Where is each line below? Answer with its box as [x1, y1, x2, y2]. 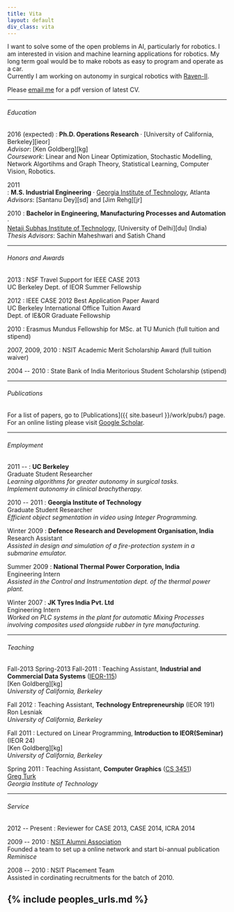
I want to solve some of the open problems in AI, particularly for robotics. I [7, 43, 221, 51]
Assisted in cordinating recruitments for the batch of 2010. [7, 873, 175, 881]
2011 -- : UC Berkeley [7, 463, 70, 471]
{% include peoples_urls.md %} [7, 893, 148, 905]
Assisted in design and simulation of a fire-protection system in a [7, 542, 195, 550]
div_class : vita [7, 23, 54, 30]
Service [7, 802, 29, 811]
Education [7, 108, 37, 116]
